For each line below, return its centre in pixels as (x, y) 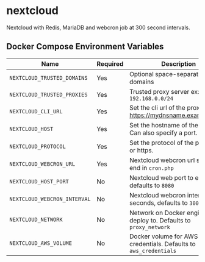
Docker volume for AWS (164, 236)
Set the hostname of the (164, 125)
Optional (141, 74)
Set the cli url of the (157, 107)
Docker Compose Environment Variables (85, 47)
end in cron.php (151, 168)
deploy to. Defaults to (160, 220)
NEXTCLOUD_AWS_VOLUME (41, 243)
